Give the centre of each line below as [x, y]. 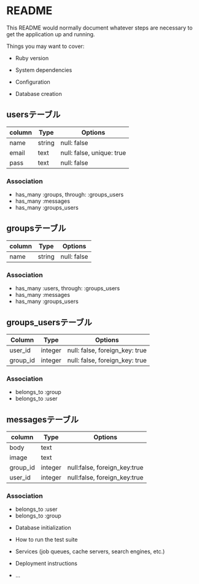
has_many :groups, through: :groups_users [69, 195]
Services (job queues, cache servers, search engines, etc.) [90, 551]
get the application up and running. [51, 34]
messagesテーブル [42, 420]
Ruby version [32, 58]
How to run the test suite [46, 540]
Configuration [33, 82]
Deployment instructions [46, 564]
